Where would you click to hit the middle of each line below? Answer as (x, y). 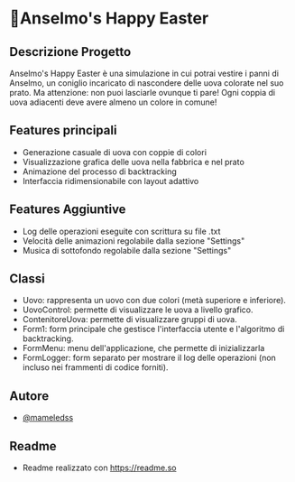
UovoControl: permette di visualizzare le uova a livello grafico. (138, 310)
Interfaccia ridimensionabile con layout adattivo (111, 181)
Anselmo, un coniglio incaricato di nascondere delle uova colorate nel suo (147, 83)
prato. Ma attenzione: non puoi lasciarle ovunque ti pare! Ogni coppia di (143, 93)
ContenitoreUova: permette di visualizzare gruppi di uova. (129, 320)
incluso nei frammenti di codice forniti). (95, 367)
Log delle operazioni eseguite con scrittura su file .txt (121, 231)
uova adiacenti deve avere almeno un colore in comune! (113, 102)
